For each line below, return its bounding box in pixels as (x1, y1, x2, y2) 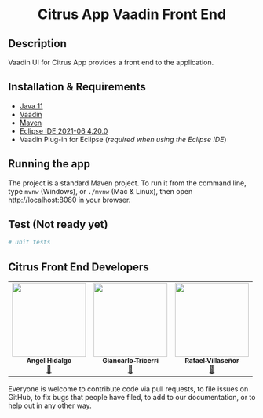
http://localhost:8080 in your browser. (8, 195, 131, 204)
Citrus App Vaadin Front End (38, 5, 226, 24)
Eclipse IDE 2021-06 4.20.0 (19, 126, 108, 135)
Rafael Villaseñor (184, 356, 239, 365)
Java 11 (19, 101, 43, 111)
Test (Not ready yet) (8, 218, 108, 231)
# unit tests (8, 238, 51, 247)
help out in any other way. (8, 401, 92, 410)
